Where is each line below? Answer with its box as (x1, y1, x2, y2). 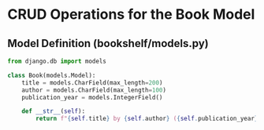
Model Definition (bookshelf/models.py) (7, 37, 210, 50)
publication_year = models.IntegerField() (21, 93, 163, 101)
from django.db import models (7, 57, 107, 65)
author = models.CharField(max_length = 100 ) (21, 86, 167, 94)
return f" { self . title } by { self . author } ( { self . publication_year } (35, 115, 258, 123)
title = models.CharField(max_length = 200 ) (21, 78, 163, 87)
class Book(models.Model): (7, 71, 96, 79)
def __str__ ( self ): (21, 107, 86, 115)
